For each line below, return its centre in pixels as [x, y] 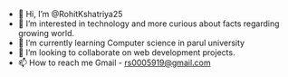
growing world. [46, 33]
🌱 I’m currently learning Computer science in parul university [131, 43]
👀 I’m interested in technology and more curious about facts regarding [149, 24]
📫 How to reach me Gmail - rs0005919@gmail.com [114, 63]
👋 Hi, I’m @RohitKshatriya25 [70, 14]
